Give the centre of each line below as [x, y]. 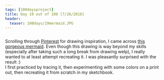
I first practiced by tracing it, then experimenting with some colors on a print [82, 67]
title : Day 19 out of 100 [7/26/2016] [45, 14]
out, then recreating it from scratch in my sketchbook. [59, 72]
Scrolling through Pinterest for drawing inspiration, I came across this [75, 41]
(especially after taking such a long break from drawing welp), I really [75, 52]
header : [13, 19]
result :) [13, 62]
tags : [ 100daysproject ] [29, 10]
